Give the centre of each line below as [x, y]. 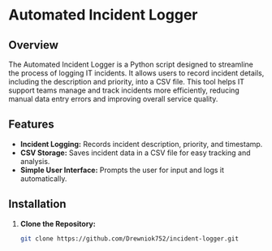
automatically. [43, 178]
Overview [34, 45]
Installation [37, 204]
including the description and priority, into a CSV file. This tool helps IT [127, 82]
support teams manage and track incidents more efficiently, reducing [124, 90]
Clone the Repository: [58, 223]
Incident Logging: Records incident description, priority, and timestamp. [141, 144]
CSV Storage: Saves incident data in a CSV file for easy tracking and [135, 153]
